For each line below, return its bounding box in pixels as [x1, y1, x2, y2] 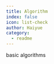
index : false [6, 14, 38, 20]
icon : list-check [6, 19, 48, 25]
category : [6, 30, 30, 36]
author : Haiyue [6, 24, 43, 31]
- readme [11, 35, 33, 41]
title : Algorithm [6, 8, 48, 15]
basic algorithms [6, 52, 46, 58]
